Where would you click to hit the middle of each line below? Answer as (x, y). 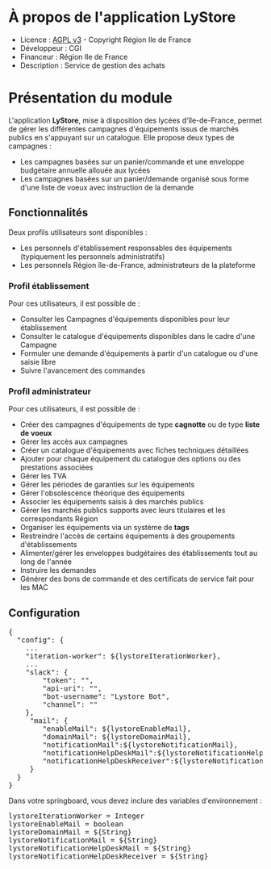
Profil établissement (49, 286)
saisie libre (38, 361)
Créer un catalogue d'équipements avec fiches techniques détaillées (134, 450)
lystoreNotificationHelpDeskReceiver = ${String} (108, 856)
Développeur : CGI (51, 48)
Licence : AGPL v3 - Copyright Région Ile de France (106, 40)
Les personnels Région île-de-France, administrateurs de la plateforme (138, 265)
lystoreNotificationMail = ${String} (83, 840)
